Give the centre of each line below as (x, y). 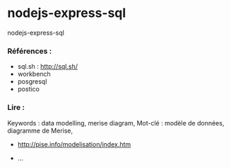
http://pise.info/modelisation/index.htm (74, 144)
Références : (30, 51)
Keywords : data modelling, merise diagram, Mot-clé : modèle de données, (116, 123)
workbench (34, 74)
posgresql (32, 82)
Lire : (16, 108)
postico (29, 89)
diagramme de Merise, (40, 130)
